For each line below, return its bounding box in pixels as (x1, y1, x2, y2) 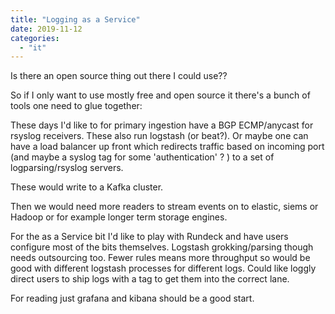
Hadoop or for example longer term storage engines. (10, 211, 228, 223)
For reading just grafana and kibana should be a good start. (10, 292, 255, 305)
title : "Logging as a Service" (10, 14, 141, 25)
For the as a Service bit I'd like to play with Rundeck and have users (10, 231, 289, 243)
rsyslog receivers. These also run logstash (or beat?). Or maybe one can (10, 130, 309, 142)
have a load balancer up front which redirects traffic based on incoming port (10, 141, 325, 153)
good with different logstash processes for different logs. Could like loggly (10, 262, 317, 275)
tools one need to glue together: (10, 100, 143, 112)
